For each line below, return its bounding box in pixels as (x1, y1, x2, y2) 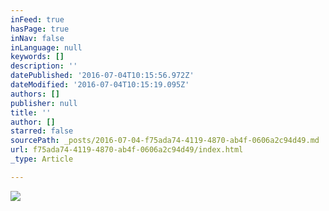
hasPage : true (10, 24, 70, 34)
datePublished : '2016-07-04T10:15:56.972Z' (10, 71, 195, 81)
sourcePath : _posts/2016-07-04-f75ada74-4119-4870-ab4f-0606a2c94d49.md (10, 136, 320, 146)
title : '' (10, 107, 52, 118)
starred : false (10, 126, 74, 136)
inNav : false (10, 33, 65, 43)
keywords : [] (10, 52, 65, 62)
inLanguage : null (10, 42, 83, 53)
